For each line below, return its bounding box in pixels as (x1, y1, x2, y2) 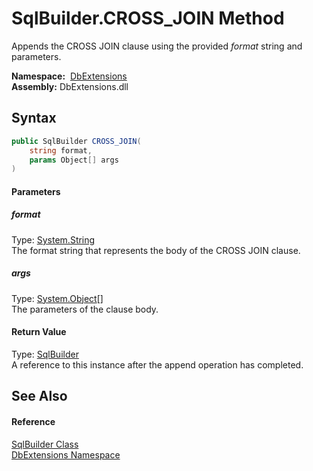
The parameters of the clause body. (11, 303, 159, 315)
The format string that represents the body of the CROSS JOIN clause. (11, 244, 301, 256)
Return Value (11, 326, 67, 338)
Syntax (11, 110, 57, 127)
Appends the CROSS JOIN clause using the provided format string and (11, 40, 303, 52)
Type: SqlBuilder (11, 348, 79, 360)
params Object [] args (29, 155, 119, 165)
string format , (29, 145, 93, 156)
